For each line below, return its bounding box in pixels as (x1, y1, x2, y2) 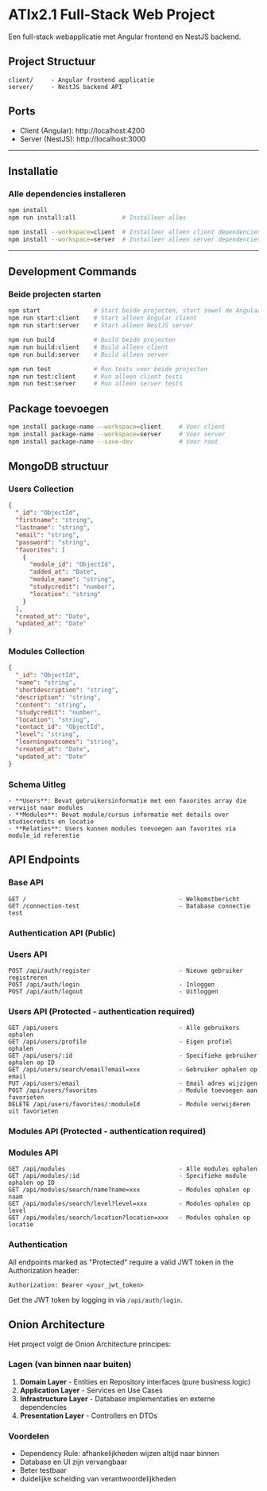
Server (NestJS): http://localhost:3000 (19, 134, 146, 144)
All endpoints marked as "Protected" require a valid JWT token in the (8, 1257, 234, 1267)
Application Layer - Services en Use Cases (19, 1385, 163, 1395)
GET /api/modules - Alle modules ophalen (8, 1165, 258, 1173)
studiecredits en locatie (8, 818, 94, 826)
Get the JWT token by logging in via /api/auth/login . (8, 1295, 183, 1304)
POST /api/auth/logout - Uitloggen (8, 987, 219, 995)
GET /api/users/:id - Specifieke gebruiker (8, 1051, 258, 1060)
